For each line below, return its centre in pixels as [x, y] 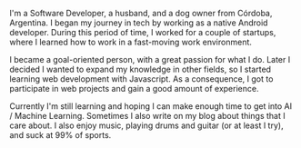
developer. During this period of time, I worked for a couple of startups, [143, 32]
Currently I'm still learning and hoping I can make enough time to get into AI [151, 106]
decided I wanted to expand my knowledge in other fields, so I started [140, 69]
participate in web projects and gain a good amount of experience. [134, 89]
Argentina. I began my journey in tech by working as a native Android [139, 23]
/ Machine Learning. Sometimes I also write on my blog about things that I [147, 116]
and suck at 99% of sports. [60, 135]
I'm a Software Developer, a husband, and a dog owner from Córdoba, [141, 13]
